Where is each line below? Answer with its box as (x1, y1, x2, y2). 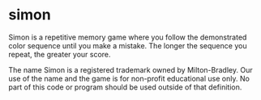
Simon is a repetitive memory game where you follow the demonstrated (8, 32, 247, 42)
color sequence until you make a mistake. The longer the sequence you (8, 40, 247, 50)
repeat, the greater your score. (8, 49, 111, 59)
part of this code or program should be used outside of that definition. (8, 82, 242, 92)
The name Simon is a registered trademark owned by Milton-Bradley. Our (8, 65, 253, 74)
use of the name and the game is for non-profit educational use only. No (8, 73, 250, 83)
